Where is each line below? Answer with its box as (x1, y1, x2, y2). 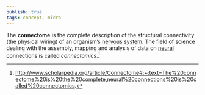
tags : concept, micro (6, 15, 62, 21)
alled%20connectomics (15, 82, 75, 90)
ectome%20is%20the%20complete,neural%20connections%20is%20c (15, 76, 197, 83)
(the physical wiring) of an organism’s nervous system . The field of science (6, 38, 195, 45)
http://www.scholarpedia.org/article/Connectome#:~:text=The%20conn (15, 69, 196, 77)
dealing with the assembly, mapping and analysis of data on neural (6, 44, 174, 52)
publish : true (6, 9, 43, 15)
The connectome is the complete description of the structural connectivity (6, 31, 195, 38)
